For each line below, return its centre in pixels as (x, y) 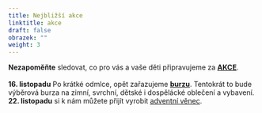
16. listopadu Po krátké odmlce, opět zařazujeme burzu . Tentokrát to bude (130, 85)
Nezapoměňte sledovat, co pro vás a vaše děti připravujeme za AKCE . (123, 67)
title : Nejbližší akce (46, 15)
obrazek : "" (28, 38)
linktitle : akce (35, 23)
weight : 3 (25, 45)
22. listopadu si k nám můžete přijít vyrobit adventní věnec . (105, 101)
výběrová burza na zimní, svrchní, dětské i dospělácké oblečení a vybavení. (131, 92)
